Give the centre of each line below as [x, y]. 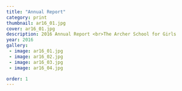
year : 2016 [20, 40]
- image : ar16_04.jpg [36, 68]
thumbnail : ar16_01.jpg [36, 23]
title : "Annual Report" [36, 12]
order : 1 [17, 79]
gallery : [17, 46]
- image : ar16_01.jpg [36, 51]
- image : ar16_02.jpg [36, 57]
